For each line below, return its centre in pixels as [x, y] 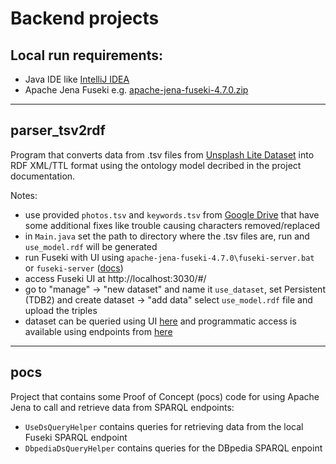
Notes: [24, 195]
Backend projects [85, 18]
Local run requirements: [87, 55]
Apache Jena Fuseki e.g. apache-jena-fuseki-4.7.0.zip [136, 90]
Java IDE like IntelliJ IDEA [77, 79]
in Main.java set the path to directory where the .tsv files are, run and [167, 236]
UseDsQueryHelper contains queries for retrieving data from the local [164, 426]
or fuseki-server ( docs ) [74, 268]
